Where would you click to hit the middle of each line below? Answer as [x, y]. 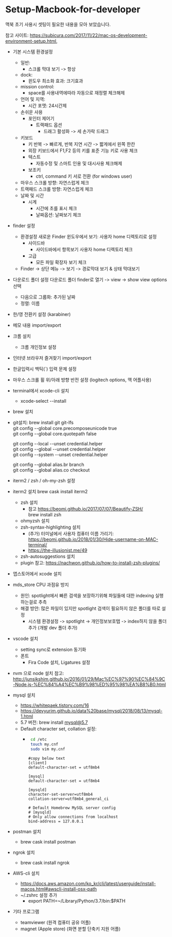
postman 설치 [27, 831]
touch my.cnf [44, 744]
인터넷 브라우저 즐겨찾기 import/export [52, 358]
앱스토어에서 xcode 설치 [37, 573]
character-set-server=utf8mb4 [60, 794]
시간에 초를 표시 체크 [56, 208]
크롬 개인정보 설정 [38, 347]
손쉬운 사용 [31, 112]
